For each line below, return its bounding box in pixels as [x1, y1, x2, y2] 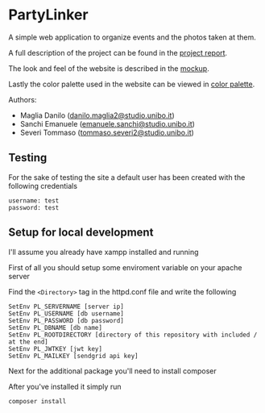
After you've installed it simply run [8, 382, 122, 391]
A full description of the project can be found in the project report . [8, 48, 228, 57]
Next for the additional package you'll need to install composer [8, 365, 217, 376]
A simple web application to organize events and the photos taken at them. [8, 32, 256, 42]
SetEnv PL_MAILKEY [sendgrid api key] [8, 352, 139, 360]
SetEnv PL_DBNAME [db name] [8, 323, 103, 332]
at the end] [8, 337, 48, 346]
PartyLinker [8, 6, 89, 24]
